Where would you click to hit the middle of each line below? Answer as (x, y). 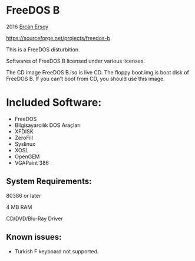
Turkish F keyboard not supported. (57, 251)
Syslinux (25, 144)
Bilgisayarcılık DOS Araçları (47, 125)
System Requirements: (49, 182)
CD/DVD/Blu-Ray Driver (34, 218)
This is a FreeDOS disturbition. (43, 49)
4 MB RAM (19, 207)
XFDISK (24, 131)
